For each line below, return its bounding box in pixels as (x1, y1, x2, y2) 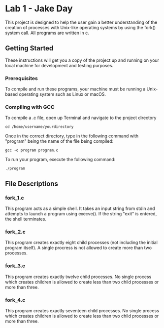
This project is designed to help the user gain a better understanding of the (5, 19, 158, 25)
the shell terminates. (5, 216, 47, 222)
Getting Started (5, 44, 54, 52)
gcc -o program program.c (5, 148, 58, 153)
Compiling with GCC (5, 103, 55, 110)
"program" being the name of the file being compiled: (5, 138, 114, 144)
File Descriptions (5, 179, 58, 188)
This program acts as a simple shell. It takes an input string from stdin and (5, 205, 155, 211)
